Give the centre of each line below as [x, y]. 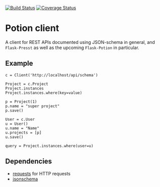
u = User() [17, 124]
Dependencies [29, 161]
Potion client [32, 28]
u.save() [14, 137]
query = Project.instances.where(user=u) [49, 146]
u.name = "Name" [22, 128]
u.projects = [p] [23, 132]
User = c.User [20, 119]
